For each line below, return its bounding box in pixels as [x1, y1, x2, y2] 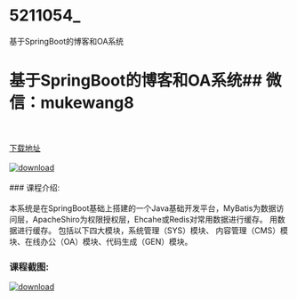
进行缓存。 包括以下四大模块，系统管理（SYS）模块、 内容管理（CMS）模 [16, 224, 289, 236]
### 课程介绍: [9, 182, 60, 192]
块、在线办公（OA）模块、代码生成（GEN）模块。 [9, 236, 193, 247]
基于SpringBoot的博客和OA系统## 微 [9, 70, 282, 91]
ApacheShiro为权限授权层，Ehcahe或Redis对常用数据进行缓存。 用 [32, 214, 278, 224]
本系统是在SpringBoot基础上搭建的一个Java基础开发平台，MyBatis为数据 [9, 202, 277, 214]
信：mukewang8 [9, 93, 135, 113]
